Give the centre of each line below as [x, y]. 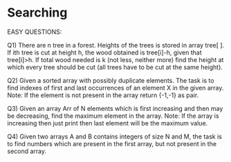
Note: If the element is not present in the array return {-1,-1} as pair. [103, 95]
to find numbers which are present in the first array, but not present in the [112, 143]
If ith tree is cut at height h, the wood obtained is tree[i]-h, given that [104, 52]
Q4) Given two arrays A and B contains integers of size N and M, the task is [115, 136]
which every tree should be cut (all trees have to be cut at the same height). [115, 67]
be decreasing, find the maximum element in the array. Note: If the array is [113, 116]
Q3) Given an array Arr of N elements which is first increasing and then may [115, 108]
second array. [27, 151]
